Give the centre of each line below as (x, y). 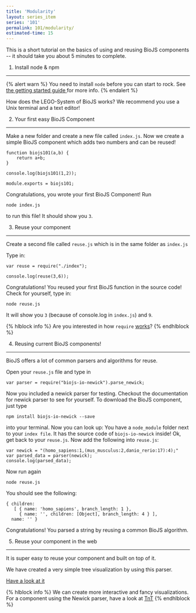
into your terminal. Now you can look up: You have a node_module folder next (97, 428)
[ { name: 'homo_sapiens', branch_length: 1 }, (73, 509)
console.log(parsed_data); (39, 461)
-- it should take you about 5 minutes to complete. (66, 56)
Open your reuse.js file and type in (49, 372)
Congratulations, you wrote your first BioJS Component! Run (79, 195)
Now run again (24, 472)
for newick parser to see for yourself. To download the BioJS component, (94, 400)
